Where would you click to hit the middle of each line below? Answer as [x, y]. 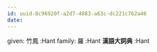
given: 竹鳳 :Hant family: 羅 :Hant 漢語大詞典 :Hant [78, 41]
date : [15, 20]
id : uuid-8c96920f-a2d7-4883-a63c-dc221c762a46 [77, 14]
